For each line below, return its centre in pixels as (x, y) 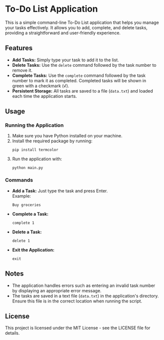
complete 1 (23, 223)
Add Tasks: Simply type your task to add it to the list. (65, 60)
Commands (19, 180)
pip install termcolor (35, 150)
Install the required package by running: (52, 141)
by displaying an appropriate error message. (57, 290)
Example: (21, 196)
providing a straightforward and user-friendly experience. (63, 33)
